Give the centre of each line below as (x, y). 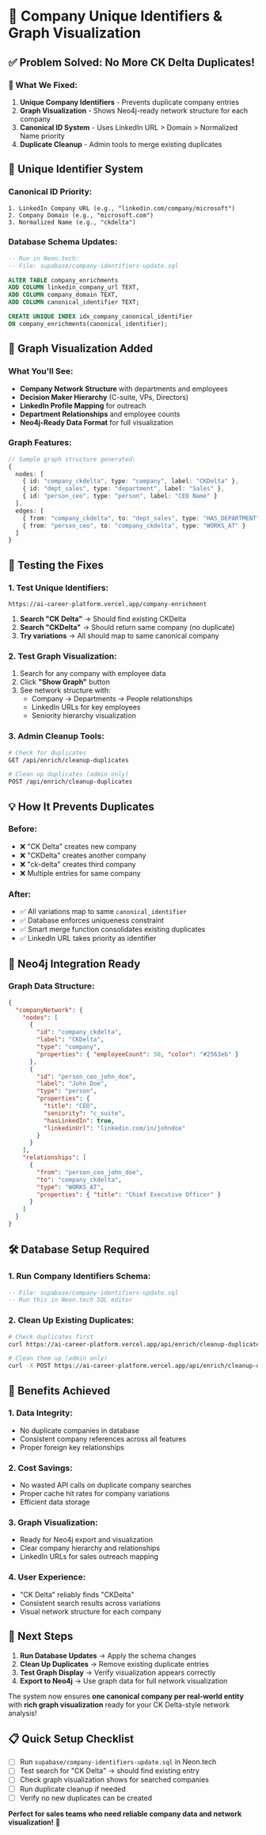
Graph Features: (40, 443)
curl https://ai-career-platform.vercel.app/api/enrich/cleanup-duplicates (136, 1344)
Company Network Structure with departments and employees (123, 389)
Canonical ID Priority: (50, 192)
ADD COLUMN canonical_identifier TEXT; (74, 302)
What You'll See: (41, 371)
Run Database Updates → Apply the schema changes (108, 1655)
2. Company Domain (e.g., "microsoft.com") (81, 215)
